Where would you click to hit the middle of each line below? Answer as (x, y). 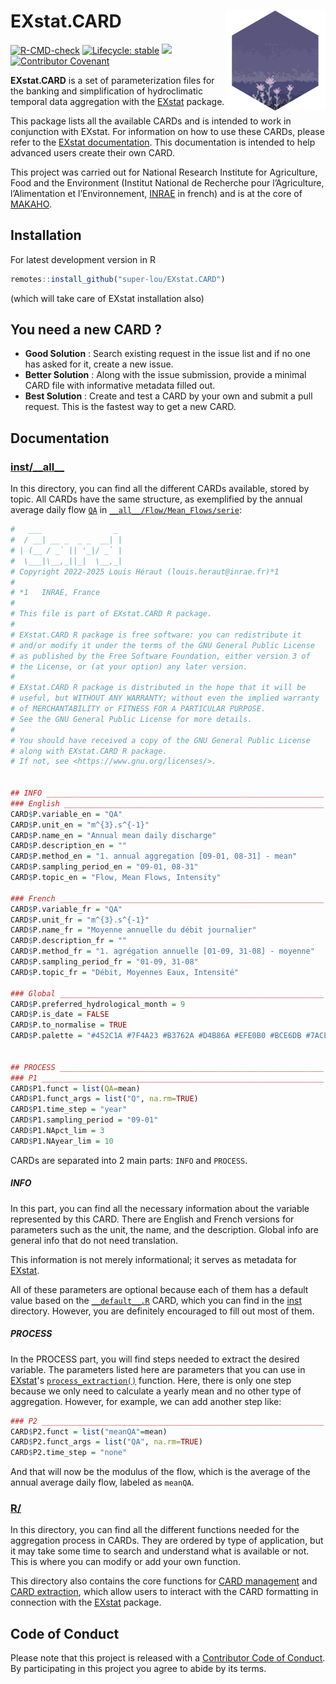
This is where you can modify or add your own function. (126, 1562)
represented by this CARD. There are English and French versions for (152, 1219)
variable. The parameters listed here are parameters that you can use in (158, 1369)
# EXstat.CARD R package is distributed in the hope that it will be (158, 688)
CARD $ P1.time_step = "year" (69, 1110)
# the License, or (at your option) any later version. (129, 666)
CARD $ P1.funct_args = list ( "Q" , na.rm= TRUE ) (104, 1099)
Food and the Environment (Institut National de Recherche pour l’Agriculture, (167, 182)
